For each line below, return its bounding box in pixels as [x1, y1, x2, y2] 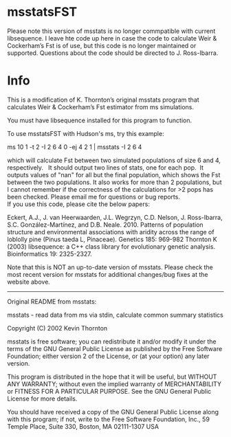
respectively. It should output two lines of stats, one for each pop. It [7, 163, 204, 172]
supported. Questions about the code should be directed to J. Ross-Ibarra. [7, 49, 219, 57]
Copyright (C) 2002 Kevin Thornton [7, 324, 108, 332]
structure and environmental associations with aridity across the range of [7, 227, 214, 236]
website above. [7, 278, 50, 286]
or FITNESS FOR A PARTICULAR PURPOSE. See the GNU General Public [7, 387, 212, 395]
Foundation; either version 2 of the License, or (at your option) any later [7, 352, 210, 360]
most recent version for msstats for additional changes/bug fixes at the [7, 270, 208, 278]
